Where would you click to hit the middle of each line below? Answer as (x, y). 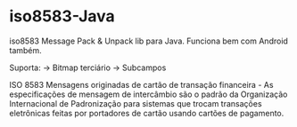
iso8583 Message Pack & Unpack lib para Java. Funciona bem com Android (148, 41)
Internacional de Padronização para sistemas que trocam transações (136, 103)
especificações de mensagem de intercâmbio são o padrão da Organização (148, 94)
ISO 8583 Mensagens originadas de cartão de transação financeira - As (141, 84)
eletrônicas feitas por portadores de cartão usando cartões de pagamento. (147, 113)
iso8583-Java (62, 16)
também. (25, 50)
